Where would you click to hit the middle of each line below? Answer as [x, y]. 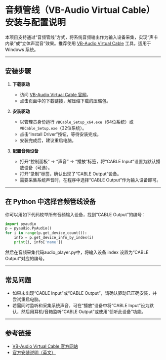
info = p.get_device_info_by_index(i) [54, 238]
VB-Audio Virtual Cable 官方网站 [45, 346]
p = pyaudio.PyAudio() [28, 228]
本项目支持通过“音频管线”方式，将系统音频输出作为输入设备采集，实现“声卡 [82, 37]
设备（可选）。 [38, 167]
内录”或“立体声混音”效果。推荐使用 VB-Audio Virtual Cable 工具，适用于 [78, 43]
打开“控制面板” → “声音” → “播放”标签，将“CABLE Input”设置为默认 [88, 161]
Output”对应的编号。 [26, 258]
